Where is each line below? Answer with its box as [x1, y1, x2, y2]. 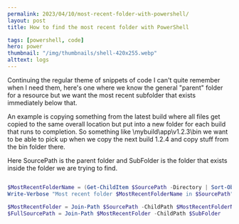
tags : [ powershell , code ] [7, 36, 84, 43]
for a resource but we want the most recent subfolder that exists [7, 90, 196, 100]
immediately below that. [7, 98, 78, 107]
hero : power [7, 43, 43, 50]
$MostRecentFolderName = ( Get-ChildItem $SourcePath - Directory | [7, 183, 208, 191]
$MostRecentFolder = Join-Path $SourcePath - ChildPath [7, 203, 174, 210]
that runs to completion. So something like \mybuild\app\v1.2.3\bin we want [7, 127, 228, 136]
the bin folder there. [7, 142, 65, 151]
